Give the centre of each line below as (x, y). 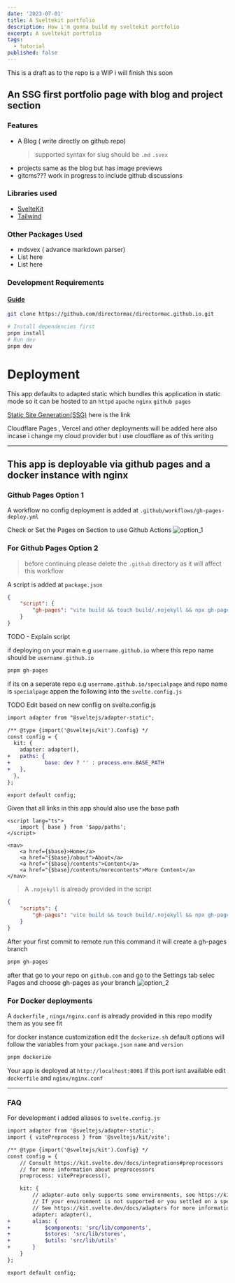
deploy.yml (23, 517)
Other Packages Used (45, 234)
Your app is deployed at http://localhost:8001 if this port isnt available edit (116, 1070)
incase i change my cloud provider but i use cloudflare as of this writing (110, 435)
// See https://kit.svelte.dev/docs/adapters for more (114, 1208)
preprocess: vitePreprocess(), (65, 1176)
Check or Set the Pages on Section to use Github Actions (90, 530)
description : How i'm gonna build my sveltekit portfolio (93, 27)
